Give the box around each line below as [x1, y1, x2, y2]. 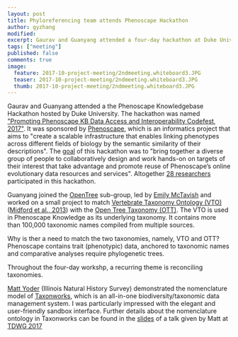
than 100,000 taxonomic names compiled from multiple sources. [7, 220, 195, 230]
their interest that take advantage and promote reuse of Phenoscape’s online [7, 162, 231, 170]
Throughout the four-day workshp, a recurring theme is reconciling [7, 263, 203, 272]
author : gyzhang [7, 23, 55, 30]
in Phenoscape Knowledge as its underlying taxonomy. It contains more [7, 213, 217, 222]
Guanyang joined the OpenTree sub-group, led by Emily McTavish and [7, 191, 212, 199]
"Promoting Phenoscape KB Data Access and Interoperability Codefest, [7, 117, 216, 126]
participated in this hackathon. [7, 177, 96, 186]
